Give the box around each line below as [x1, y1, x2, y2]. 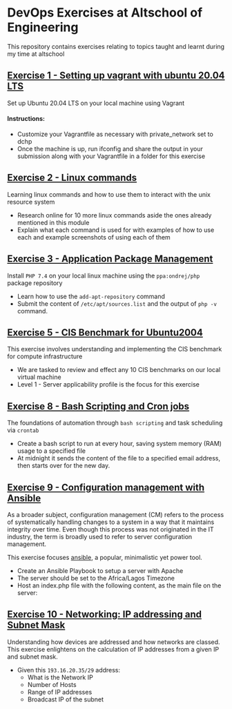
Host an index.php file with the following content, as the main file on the [17, 581, 222, 590]
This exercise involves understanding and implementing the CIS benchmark [7, 345, 222, 353]
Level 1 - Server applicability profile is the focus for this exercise [17, 380, 200, 389]
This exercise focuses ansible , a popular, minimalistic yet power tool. [7, 554, 202, 562]
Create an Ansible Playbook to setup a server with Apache [17, 567, 184, 575]
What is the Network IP [27, 673, 93, 681]
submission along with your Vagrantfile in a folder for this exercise [17, 152, 206, 160]
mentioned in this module [17, 218, 90, 226]
